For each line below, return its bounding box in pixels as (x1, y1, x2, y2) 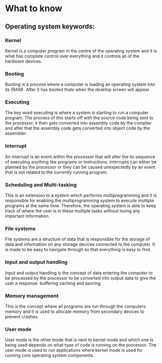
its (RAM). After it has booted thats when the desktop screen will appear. (5, 87, 151, 92)
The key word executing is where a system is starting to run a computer (5, 110, 149, 116)
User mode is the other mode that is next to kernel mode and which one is (5, 337, 154, 343)
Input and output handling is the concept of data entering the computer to (5, 270, 153, 275)
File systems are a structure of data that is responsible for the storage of (5, 236, 150, 242)
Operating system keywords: (5, 22, 95, 31)
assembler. (5, 130, 27, 136)
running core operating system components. (5, 352, 94, 358)
